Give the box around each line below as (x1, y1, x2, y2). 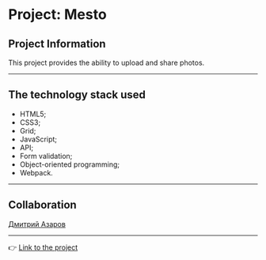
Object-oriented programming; (19, 160, 120, 169)
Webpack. (19, 168, 53, 177)
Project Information (8, 37, 106, 51)
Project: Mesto (8, 6, 107, 24)
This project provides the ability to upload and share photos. (8, 58, 205, 67)
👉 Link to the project (8, 243, 78, 252)
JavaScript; (19, 134, 58, 144)
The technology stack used (8, 89, 146, 102)
